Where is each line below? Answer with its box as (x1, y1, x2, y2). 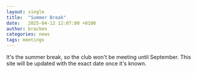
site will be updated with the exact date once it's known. (6, 60, 147, 67)
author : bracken (6, 25, 47, 32)
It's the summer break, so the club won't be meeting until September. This (6, 54, 192, 60)
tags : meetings (6, 37, 45, 43)
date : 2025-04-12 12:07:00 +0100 (6, 20, 96, 26)
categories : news (6, 31, 50, 37)
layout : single (6, 8, 45, 15)
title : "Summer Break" (6, 14, 67, 21)
